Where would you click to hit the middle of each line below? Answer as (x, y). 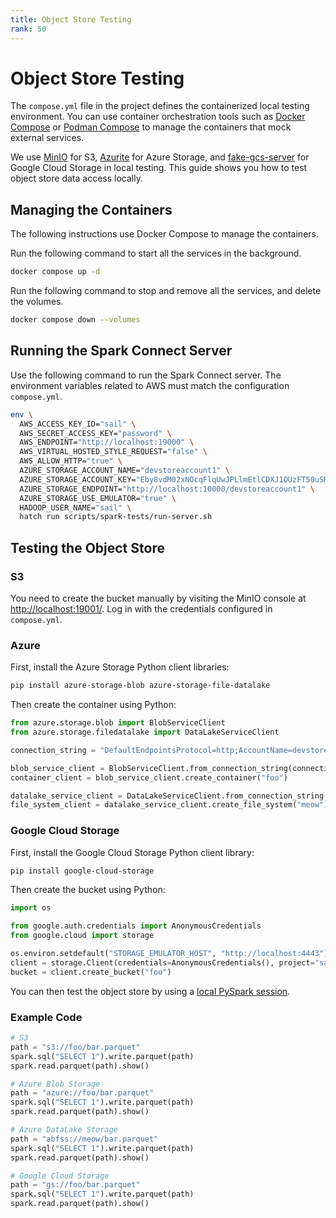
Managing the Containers (91, 209)
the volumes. (37, 302)
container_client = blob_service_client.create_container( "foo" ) (149, 777)
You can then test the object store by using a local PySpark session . (150, 991)
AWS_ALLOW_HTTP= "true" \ (71, 461)
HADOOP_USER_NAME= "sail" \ (75, 507)
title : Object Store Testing (71, 19)
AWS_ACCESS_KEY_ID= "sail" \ (78, 424)
